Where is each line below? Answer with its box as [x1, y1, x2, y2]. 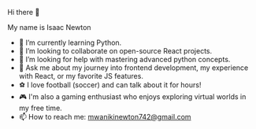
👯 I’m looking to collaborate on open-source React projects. [18, 46, 213, 55]
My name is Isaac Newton [7, 23, 91, 31]
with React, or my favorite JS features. [18, 72, 143, 80]
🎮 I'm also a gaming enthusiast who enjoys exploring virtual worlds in [18, 92, 247, 101]
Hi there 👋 [7, 8, 40, 17]
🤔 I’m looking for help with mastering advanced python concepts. [18, 55, 231, 64]
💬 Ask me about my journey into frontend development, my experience [18, 63, 249, 72]
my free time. [18, 103, 62, 112]
